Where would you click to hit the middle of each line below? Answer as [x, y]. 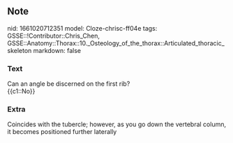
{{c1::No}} [21, 91]
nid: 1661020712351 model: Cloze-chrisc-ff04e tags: [82, 28]
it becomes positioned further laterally [62, 132]
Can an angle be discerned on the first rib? [69, 84]
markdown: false [57, 50]
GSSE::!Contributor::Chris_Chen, [53, 36]
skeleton [20, 50]
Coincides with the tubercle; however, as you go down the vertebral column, [117, 124]
